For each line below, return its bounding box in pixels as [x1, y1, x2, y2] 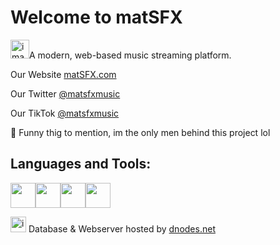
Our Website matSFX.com [10, 68, 117, 80]
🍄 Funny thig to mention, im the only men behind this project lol [10, 126, 271, 138]
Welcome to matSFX [10, 6, 183, 29]
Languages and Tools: [10, 156, 152, 173]
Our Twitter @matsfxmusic [10, 87, 121, 100]
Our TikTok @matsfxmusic [10, 107, 120, 119]
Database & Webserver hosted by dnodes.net [28, 222, 216, 235]
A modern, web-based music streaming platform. [29, 49, 232, 61]
